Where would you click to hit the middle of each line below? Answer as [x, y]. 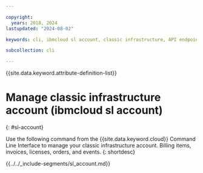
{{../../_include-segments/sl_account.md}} [58, 164]
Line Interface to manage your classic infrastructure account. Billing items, [98, 146]
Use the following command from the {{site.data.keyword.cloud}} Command [101, 139]
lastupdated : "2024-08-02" [40, 29]
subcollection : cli [30, 50]
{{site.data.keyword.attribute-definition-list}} [62, 73]
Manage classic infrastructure [83, 97]
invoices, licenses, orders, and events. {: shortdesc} [71, 152]
